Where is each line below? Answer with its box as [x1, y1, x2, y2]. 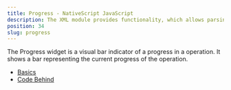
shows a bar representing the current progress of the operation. [7, 55, 188, 63]
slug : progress [7, 29, 51, 36]
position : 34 [7, 22, 45, 29]
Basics [16, 68, 36, 76]
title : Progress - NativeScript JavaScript [7, 10, 134, 17]
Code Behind [16, 76, 54, 84]
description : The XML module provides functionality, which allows [7, 16, 205, 23]
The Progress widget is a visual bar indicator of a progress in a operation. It [7, 48, 221, 56]
